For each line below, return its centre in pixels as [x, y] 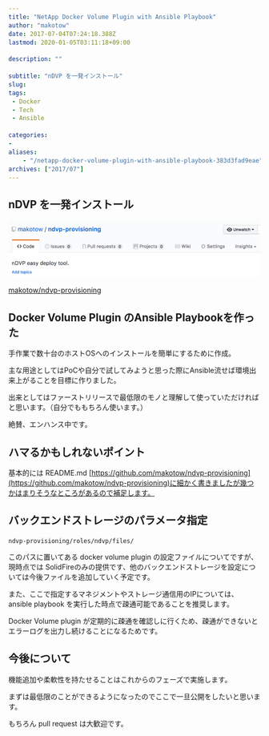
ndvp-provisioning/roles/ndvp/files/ [71, 541]
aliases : [23, 152]
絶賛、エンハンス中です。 [50, 424]
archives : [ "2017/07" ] [46, 169]
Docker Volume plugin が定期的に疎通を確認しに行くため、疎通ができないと [133, 621]
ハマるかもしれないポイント [77, 452]
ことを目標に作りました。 [78, 380]
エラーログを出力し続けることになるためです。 [85, 631]
